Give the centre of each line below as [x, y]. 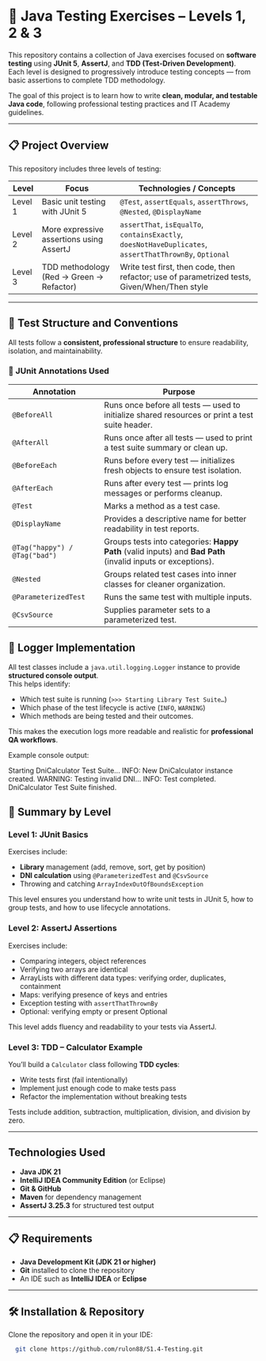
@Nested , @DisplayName [161, 211]
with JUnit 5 [64, 211]
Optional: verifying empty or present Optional [93, 1011]
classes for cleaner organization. [165, 584]
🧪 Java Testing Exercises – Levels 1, [127, 16]
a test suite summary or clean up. [166, 447]
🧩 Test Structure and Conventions [93, 323]
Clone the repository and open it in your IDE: [80, 1335]
